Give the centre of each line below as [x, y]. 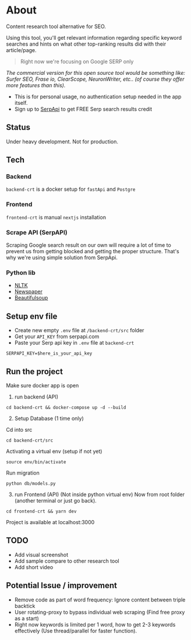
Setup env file [32, 316]
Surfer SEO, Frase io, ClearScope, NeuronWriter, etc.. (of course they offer [95, 79]
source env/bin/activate [36, 462]
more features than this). [36, 85]
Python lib [21, 273]
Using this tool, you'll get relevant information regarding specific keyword [94, 37]
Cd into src [19, 429]
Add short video [34, 567]
